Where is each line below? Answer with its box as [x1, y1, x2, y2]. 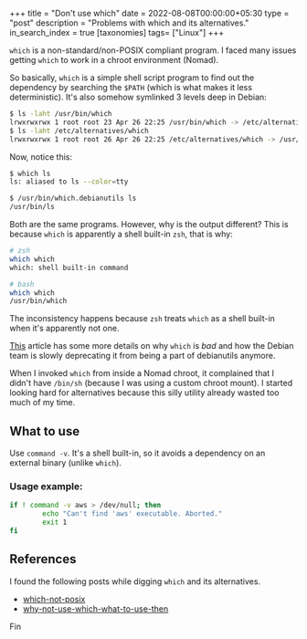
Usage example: [9, 479, 83, 492]
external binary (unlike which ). [9, 457, 122, 468]
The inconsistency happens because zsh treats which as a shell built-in [9, 313, 276, 324]
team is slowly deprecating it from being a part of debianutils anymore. [9, 351, 276, 361]
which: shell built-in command [9, 263, 129, 272]
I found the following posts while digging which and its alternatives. [9, 575, 261, 587]
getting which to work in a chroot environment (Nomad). [9, 55, 219, 65]
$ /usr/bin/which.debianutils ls [9, 194, 137, 204]
